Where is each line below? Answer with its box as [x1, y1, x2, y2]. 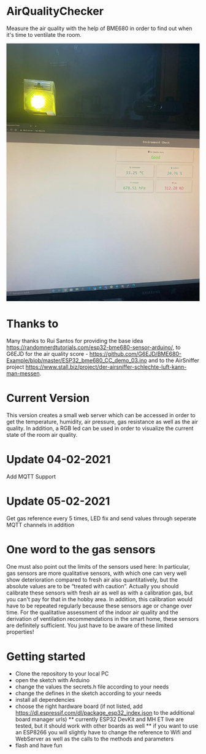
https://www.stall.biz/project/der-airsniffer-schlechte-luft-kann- [25, 363, 187, 371]
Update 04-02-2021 [6, 453, 111, 466]
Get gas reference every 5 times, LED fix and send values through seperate [6, 514, 197, 522]
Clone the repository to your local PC [15, 670, 109, 677]
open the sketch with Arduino [15, 676, 90, 683]
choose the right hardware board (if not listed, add [15, 702, 143, 710]
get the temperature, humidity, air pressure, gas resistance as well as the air [6, 418, 198, 425]
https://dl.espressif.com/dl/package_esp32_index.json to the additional [15, 709, 195, 716]
